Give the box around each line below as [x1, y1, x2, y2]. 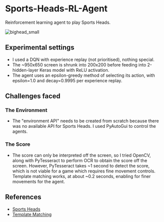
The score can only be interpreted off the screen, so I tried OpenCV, [12, 152, 151, 158]
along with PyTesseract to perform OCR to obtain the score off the [12, 157, 147, 164]
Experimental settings [5, 43, 75, 52]
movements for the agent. [12, 178, 65, 184]
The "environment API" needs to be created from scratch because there [12, 118, 159, 124]
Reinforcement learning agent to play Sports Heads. [5, 19, 111, 25]
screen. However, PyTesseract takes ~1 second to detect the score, [12, 163, 150, 168]
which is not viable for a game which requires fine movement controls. [12, 168, 156, 174]
